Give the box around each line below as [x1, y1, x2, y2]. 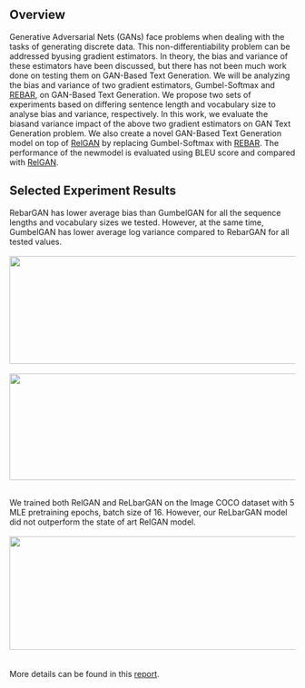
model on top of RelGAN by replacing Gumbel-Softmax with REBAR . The [9, 137, 280, 148]
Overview [9, 7, 66, 23]
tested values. [9, 236, 63, 247]
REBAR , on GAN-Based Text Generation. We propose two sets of [9, 89, 251, 100]
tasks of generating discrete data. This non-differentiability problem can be [9, 41, 290, 52]
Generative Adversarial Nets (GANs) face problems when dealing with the [9, 31, 285, 42]
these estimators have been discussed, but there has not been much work [9, 60, 288, 71]
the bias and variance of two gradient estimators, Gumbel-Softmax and [9, 79, 275, 90]
